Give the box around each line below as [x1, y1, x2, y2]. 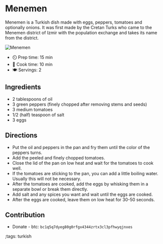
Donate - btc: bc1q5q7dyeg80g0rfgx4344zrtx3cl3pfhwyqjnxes [12, 224, 133, 230]
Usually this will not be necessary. [12, 176, 81, 182]
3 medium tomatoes [12, 106, 53, 112]
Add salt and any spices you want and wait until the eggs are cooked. [12, 191, 153, 197]
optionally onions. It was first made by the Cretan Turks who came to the [5, 24, 152, 30]
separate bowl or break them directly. [12, 186, 88, 192]
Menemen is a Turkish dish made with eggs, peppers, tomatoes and [5, 19, 142, 25]
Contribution [5, 211, 45, 219]
